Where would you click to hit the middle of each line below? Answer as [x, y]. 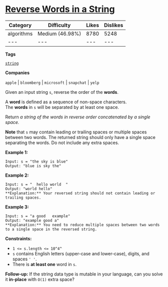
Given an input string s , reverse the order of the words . [62, 92]
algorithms [20, 34]
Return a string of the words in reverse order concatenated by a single [78, 117]
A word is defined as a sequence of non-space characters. [66, 102]
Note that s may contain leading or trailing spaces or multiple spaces [76, 132]
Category [20, 25]
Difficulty [59, 25]
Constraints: [18, 238]
